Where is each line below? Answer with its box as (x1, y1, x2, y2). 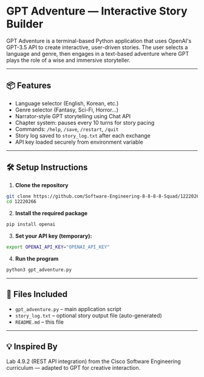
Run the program (15, 255, 59, 262)
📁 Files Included (6, 289, 68, 299)
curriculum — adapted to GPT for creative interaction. (6, 364, 141, 371)
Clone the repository (15, 181, 69, 189)
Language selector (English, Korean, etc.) (15, 99, 119, 107)
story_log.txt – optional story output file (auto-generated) (15, 312, 162, 319)
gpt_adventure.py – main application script (15, 305, 121, 313)
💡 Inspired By (6, 341, 58, 352)
